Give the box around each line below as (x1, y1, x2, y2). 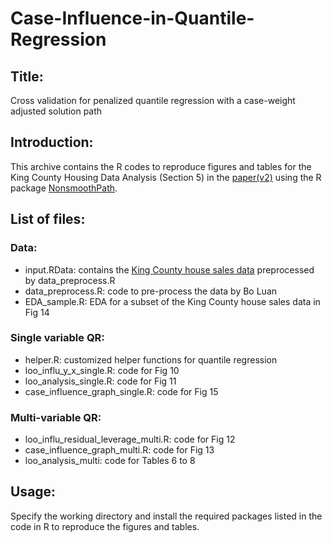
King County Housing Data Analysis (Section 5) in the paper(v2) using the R (10, 171, 322, 183)
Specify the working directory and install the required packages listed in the (10, 510, 323, 522)
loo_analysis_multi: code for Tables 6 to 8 (24, 455, 196, 467)
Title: (10, 68, 44, 85)
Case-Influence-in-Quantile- (10, 7, 255, 30)
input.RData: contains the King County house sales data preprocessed (24, 263, 315, 276)
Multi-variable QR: (10, 410, 102, 424)
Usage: (10, 483, 57, 501)
